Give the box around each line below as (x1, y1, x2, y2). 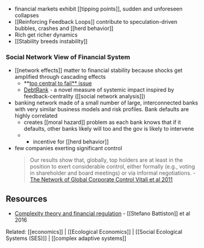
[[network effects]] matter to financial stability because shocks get (14, 67, 183, 74)
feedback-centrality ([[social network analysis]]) (23, 93, 146, 100)
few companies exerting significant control (14, 145, 123, 152)
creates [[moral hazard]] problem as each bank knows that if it (23, 119, 181, 126)
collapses (14, 12, 39, 19)
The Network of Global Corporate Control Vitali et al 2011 (29, 176, 173, 183)
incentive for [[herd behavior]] (32, 138, 109, 145)
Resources (5, 194, 48, 204)
